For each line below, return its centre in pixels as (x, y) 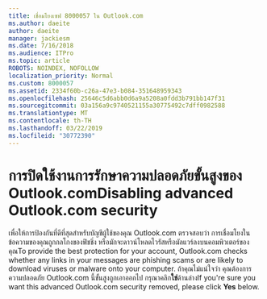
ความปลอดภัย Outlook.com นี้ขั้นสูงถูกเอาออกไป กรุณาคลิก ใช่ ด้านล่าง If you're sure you (132, 277)
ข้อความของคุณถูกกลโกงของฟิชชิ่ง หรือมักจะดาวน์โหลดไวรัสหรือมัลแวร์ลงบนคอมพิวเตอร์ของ (129, 242)
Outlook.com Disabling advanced (121, 193)
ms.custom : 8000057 (41, 83)
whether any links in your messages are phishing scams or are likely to (126, 260)
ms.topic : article (39, 61)
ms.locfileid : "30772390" (52, 135)
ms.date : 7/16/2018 (41, 46)
